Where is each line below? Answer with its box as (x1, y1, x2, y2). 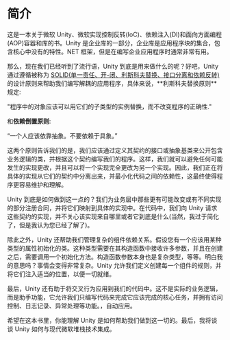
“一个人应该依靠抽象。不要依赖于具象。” (7, 131, 118, 139)
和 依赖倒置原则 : (7, 117, 51, 125)
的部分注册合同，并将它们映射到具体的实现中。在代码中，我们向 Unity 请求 (7, 203, 218, 212)
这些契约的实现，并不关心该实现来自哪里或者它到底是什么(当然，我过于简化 (7, 212, 220, 220)
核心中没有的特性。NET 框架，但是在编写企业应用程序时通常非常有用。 (12, 47, 213, 56)
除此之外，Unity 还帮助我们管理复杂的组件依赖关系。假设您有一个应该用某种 (7, 235, 222, 244)
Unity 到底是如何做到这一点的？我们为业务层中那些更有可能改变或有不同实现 (7, 195, 222, 203)
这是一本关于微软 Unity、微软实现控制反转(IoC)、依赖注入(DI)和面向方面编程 (7, 30, 222, 38)
